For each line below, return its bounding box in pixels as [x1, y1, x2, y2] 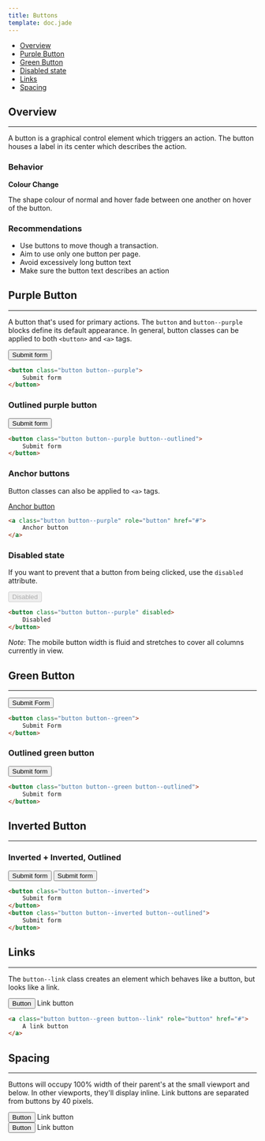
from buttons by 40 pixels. [8, 1097, 94, 1106]
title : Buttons [8, 11, 58, 20]
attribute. [8, 576, 38, 586]
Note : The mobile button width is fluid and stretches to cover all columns [8, 638, 244, 647]
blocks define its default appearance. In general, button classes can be [8, 325, 239, 335]
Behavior [8, 162, 43, 173]
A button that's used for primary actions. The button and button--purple [8, 317, 243, 326]
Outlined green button [8, 748, 95, 759]
